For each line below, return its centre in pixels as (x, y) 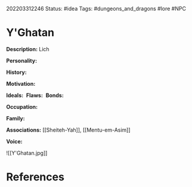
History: (16, 72)
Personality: (22, 60)
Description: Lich (28, 49)
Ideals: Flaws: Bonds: (35, 95)
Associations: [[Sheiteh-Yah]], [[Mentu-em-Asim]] (68, 130)
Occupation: (22, 107)
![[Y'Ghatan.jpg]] (27, 153)
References (35, 177)
